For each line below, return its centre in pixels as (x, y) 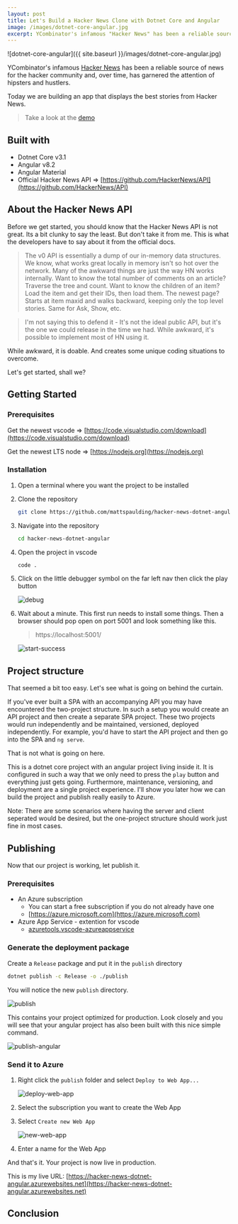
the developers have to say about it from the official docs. (91, 241)
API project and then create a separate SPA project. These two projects (111, 717)
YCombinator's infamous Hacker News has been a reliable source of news (116, 67)
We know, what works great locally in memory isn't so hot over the (122, 263)
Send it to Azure (35, 1064)
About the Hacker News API (70, 210)
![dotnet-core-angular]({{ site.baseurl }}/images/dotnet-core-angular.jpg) (114, 54)
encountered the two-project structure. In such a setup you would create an (118, 710)
